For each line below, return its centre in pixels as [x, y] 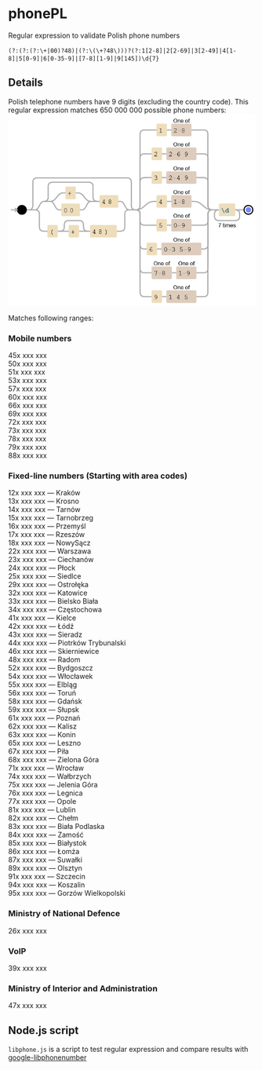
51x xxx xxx [27, 372]
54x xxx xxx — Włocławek [51, 677]
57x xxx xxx [27, 389]
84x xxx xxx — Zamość [46, 835]
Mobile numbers [40, 338]
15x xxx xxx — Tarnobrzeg [51, 518]
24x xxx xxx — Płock [42, 568]
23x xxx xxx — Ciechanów [51, 560]
